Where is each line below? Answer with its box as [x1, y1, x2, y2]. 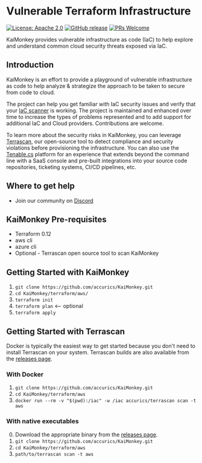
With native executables [6, 417, 80, 426]
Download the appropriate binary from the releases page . [14, 430, 158, 438]
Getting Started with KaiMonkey [6, 267, 130, 277]
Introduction [6, 60, 54, 70]
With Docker [6, 370, 44, 378]
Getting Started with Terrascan [6, 326, 125, 336]
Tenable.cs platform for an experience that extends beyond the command [6, 150, 189, 158]
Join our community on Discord [14, 197, 93, 204]
